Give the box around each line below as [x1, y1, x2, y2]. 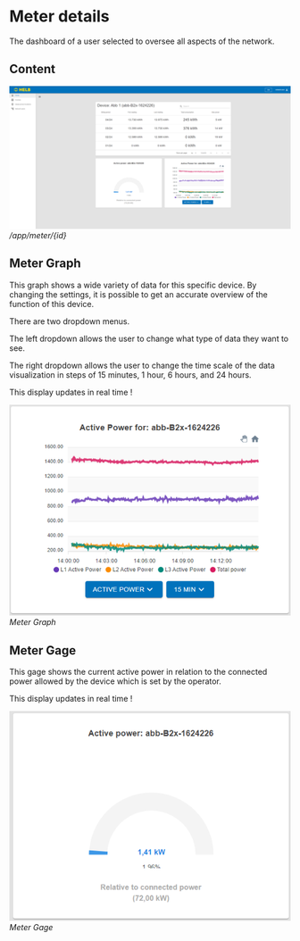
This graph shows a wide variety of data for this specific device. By [9, 279, 257, 290]
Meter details [9, 6, 110, 27]
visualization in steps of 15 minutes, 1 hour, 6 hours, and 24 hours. [9, 369, 252, 380]
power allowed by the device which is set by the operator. [9, 676, 221, 687]
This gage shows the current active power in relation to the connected [9, 666, 268, 677]
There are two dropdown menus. [9, 315, 130, 327]
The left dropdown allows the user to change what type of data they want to [9, 333, 288, 344]
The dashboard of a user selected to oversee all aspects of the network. [9, 36, 275, 46]
